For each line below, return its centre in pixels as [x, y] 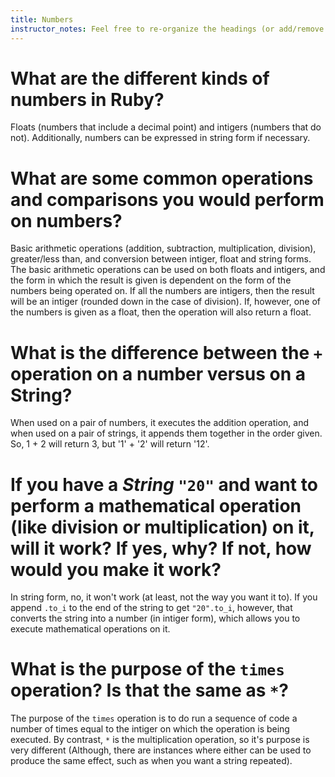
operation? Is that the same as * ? [150, 690]
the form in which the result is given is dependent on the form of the [151, 280]
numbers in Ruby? [87, 99]
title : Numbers [42, 19]
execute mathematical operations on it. [90, 629]
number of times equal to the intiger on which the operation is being [150, 729]
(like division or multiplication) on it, [162, 527]
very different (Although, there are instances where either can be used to [161, 750]
